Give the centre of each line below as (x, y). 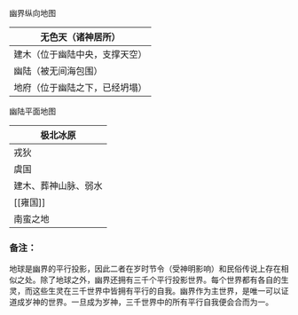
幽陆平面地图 (32, 111)
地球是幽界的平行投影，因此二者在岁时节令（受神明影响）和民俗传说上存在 (145, 269)
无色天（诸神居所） (81, 37)
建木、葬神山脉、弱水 (59, 186)
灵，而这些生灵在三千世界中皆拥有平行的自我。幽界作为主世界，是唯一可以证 (149, 291)
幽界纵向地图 (32, 13)
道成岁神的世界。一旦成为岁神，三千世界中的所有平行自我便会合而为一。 (141, 302)
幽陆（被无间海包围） (59, 71)
